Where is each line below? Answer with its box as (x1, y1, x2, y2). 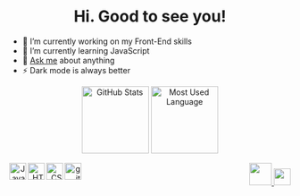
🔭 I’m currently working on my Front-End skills (21, 36, 192, 47)
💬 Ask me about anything (21, 55, 115, 65)
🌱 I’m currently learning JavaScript (21, 45, 150, 55)
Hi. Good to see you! (73, 6, 227, 27)
